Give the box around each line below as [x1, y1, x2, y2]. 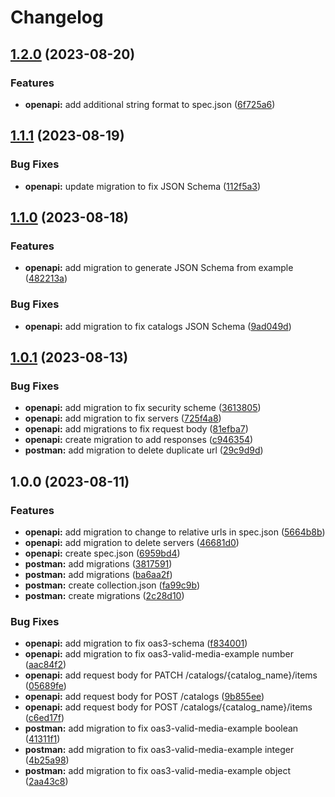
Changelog [10, 6, 104, 29]
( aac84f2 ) [24, 659, 67, 671]
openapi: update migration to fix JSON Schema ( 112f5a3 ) [24, 180, 262, 192]
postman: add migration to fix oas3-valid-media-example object [24, 765, 292, 777]
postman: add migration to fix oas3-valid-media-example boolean [24, 722, 299, 735]
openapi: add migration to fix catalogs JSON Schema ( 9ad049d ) [24, 320, 292, 332]
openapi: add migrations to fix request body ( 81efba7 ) [24, 423, 249, 435]
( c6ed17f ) [24, 712, 65, 724]
